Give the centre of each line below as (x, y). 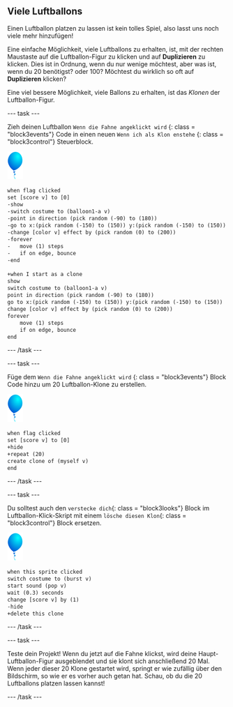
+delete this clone (36, 614)
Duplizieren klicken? (37, 79)
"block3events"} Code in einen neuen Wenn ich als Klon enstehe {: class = (115, 134)
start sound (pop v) (37, 586)
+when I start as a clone (45, 274)
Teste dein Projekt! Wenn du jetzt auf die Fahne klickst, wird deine (102, 653)
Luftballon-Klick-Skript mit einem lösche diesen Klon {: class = (97, 515)
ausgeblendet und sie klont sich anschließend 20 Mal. (133, 661)
